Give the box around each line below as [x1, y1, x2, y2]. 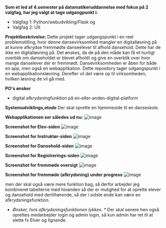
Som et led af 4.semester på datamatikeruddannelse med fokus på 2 [5, 4, 149, 10]
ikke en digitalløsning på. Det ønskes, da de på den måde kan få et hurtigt [5, 49, 155, 55]
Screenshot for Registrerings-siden [5, 153, 80, 158]
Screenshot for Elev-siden [5, 124, 60, 130]
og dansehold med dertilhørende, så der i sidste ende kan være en [5, 192, 141, 197]
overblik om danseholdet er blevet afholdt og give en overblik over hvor [5, 55, 151, 61]
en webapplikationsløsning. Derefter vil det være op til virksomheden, [5, 71, 147, 76]
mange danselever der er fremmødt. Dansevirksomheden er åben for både [5, 60, 157, 66]
